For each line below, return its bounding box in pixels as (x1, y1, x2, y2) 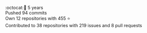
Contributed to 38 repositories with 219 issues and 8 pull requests (5, 23, 142, 28)
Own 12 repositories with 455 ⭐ (5, 15, 71, 21)
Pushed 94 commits (5, 10, 47, 16)
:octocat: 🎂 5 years (5, 5, 43, 10)
